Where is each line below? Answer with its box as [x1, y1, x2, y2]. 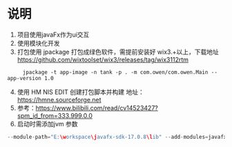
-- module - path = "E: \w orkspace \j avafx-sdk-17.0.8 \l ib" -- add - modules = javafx [7, 133, 227, 140]
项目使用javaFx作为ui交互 [17, 30, 90, 39]
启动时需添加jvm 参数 [17, 119, 78, 128]
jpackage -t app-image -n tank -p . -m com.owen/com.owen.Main [22, 68, 209, 76]
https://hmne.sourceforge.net [17, 95, 101, 104]
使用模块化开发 [17, 39, 60, 47]
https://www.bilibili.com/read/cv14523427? [35, 104, 159, 112]
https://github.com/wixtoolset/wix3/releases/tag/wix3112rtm [17, 55, 188, 63]
